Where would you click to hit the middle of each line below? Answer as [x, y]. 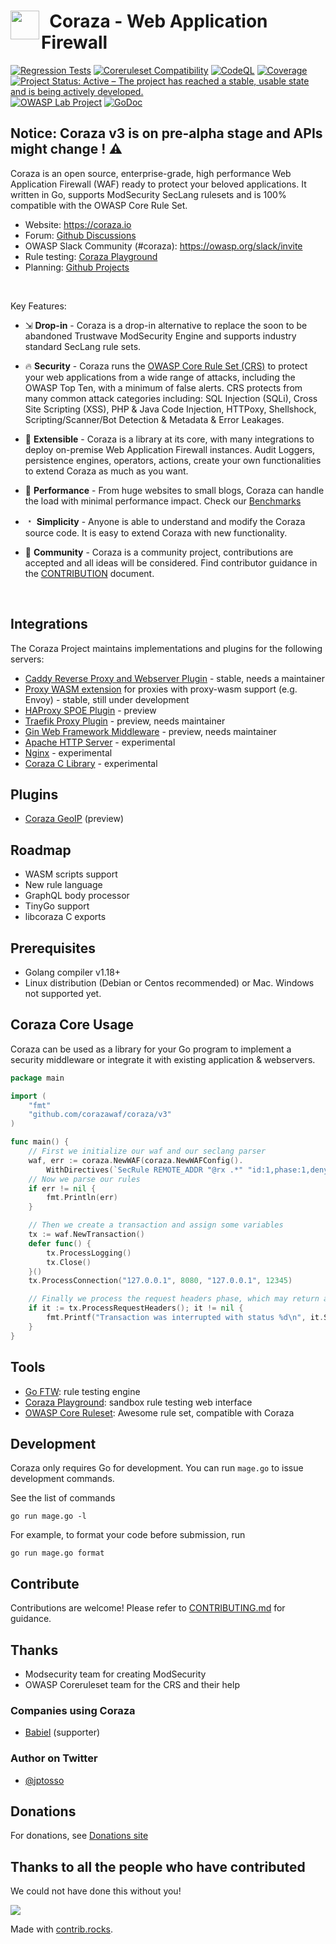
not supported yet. [63, 993]
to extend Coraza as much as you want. [106, 471]
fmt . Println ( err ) [82, 1198]
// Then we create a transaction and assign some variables [156, 1225]
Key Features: [38, 306]
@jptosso [44, 1780]
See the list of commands [63, 1498]
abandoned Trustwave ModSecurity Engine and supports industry [160, 336]
